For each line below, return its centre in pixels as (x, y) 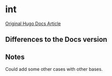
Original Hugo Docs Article (33, 23)
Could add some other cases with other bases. (54, 69)
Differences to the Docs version (56, 40)
